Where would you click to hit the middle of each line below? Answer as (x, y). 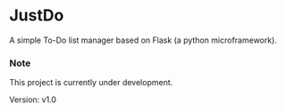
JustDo (37, 16)
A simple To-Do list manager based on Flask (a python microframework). (143, 40)
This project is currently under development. (91, 83)
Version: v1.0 (33, 100)
